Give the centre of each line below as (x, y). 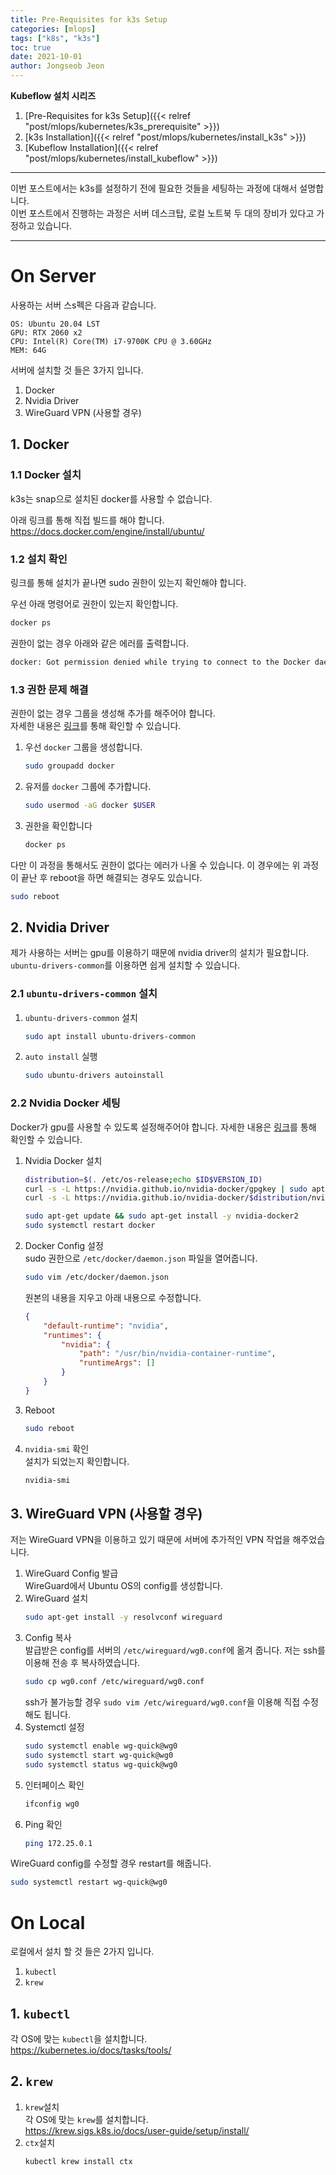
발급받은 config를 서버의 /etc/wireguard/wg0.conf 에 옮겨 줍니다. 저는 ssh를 (175, 1650)
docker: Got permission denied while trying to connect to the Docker (160, 662)
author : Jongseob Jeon (57, 66)
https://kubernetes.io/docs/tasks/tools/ (91, 2050)
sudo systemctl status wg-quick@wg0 (101, 1764)
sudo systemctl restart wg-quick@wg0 (89, 1882)
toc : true (31, 47)
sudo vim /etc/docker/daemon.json (96, 1277)
